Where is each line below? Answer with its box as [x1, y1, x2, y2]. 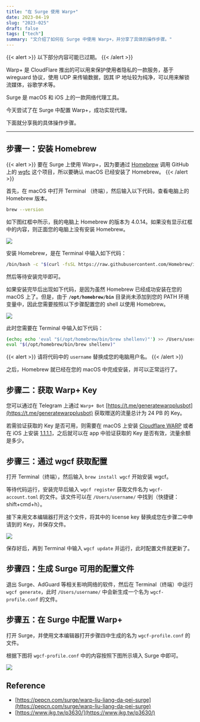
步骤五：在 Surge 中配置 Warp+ [6, 615, 123, 625]
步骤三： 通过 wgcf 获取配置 [6, 456, 108, 466]
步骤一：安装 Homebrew [6, 144, 97, 154]
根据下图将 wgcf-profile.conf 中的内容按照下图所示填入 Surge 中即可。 [6, 652, 182, 659]
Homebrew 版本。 [6, 194, 51, 202]
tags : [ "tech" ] [6, 31, 44, 37]
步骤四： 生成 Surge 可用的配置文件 [6, 564, 135, 574]
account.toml [6, 494, 39, 500]
